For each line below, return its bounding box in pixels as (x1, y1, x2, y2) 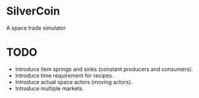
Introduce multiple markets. (15, 85, 84, 92)
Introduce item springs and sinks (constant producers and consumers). (15, 65, 193, 73)
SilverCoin (6, 4, 61, 18)
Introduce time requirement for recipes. (15, 71, 114, 79)
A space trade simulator (6, 24, 66, 31)
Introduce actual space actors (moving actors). (15, 78, 133, 85)
